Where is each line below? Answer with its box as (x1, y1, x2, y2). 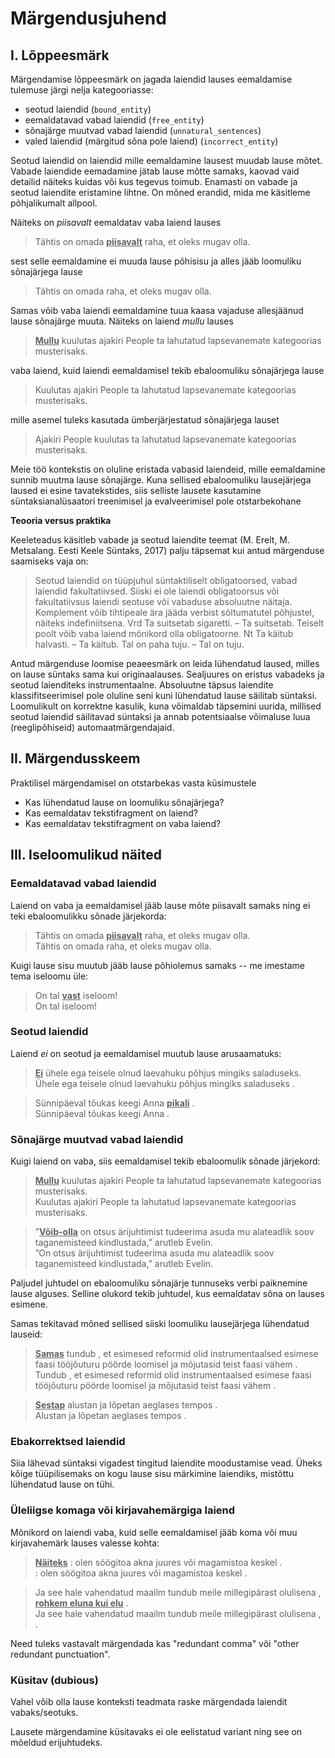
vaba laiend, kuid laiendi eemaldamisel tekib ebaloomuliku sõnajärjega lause (10, 365, 325, 376)
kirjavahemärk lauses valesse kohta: (10, 1537, 160, 1549)
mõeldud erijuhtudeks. (10, 1736, 103, 1748)
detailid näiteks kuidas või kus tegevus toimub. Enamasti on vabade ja (10, 176, 298, 187)
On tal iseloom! (34, 1000, 97, 1012)
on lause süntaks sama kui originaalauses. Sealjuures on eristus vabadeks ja (10, 668, 325, 680)
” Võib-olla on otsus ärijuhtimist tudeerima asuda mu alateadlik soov (34, 1226, 315, 1238)
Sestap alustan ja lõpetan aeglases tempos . (34, 1399, 218, 1411)
